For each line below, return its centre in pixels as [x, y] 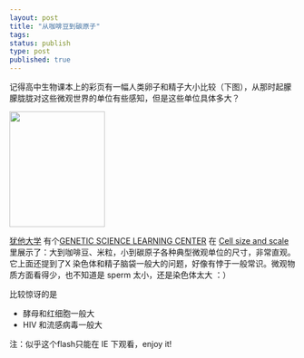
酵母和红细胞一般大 [59, 313]
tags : [20, 34]
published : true [40, 60]
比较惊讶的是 [33, 294]
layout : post [34, 18]
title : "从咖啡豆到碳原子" [55, 26]
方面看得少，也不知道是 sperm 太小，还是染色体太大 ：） [124, 275]
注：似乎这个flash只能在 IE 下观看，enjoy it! [91, 344]
